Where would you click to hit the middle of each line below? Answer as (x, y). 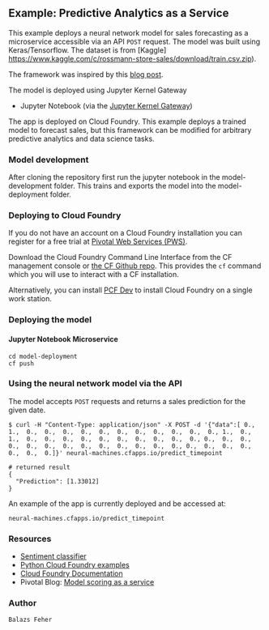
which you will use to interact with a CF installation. (94, 275)
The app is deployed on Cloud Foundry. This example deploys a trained (128, 121)
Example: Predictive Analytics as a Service (119, 13)
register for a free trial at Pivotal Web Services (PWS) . (98, 241)
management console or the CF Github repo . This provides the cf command (135, 266)
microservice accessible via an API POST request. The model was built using (134, 41)
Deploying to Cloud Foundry (65, 215)
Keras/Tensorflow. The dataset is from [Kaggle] (88, 50)
